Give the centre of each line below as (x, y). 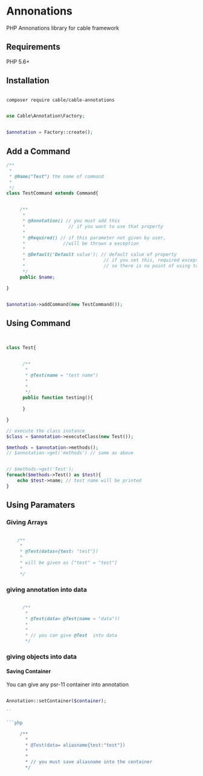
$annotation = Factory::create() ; (50, 132)
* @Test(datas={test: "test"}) (59, 552)
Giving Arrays (27, 522)
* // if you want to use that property (93, 226)
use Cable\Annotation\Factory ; (46, 116)
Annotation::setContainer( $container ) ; (56, 701)
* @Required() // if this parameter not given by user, (94, 237)
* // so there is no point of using (106, 266)
